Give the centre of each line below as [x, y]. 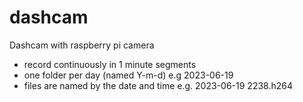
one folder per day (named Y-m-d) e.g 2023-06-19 [128, 75]
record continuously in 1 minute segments [110, 64]
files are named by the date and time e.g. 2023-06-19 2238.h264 [158, 85]
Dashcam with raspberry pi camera [82, 45]
